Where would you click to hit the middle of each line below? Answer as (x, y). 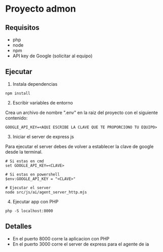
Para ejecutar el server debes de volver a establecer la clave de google (79, 146)
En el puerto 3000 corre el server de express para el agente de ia (81, 244)
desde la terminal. (24, 152)
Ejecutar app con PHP (35, 201)
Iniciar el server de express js (43, 136)
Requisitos (22, 28)
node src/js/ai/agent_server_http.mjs (46, 192)
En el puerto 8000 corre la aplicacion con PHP (61, 238)
